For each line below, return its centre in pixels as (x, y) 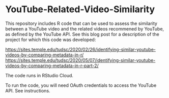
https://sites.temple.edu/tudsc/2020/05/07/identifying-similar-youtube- (80, 60)
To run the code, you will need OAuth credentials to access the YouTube (81, 85)
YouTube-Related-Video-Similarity (80, 9)
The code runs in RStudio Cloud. (39, 75)
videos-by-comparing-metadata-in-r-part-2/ (52, 66)
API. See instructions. (28, 90)
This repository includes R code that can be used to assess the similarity (81, 23)
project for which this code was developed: (51, 40)
